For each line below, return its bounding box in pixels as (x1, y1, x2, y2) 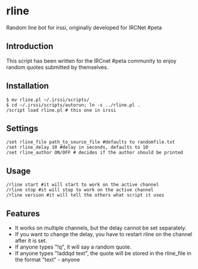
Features (6, 208, 40, 219)
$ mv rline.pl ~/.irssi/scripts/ (6, 97, 90, 103)
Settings (6, 123, 39, 133)
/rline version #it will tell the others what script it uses (6, 192, 165, 198)
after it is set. (14, 237, 47, 244)
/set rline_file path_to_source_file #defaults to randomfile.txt (6, 139, 175, 145)
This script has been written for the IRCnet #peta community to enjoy (6, 57, 176, 64)
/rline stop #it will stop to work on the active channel (6, 187, 154, 193)
